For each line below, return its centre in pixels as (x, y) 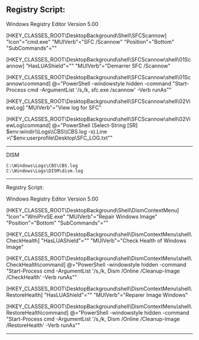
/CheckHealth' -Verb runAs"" (42, 277)
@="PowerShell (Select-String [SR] (95, 125)
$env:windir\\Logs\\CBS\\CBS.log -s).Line (57, 131)
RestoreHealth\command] (38, 312)
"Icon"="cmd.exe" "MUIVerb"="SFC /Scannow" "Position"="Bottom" (90, 41)
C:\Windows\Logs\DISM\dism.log (45, 171)
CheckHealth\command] (36, 264)
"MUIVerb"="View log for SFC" (64, 107)
